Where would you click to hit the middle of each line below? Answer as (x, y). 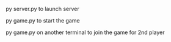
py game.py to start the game (43, 20)
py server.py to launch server (43, 9)
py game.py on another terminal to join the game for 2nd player (85, 32)
